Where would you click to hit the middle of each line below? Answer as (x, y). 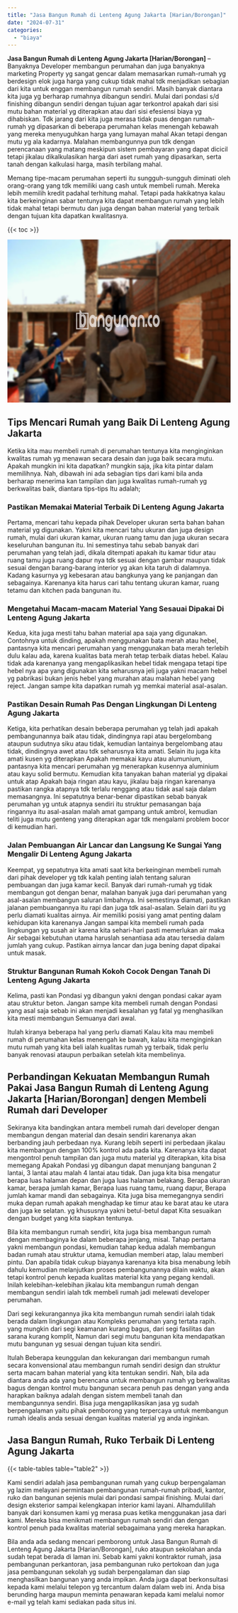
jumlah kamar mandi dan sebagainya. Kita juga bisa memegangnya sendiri (115, 1195)
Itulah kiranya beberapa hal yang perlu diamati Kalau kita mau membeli (110, 1032)
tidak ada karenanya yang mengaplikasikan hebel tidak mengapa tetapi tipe (117, 663)
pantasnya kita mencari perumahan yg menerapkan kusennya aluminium (113, 766)
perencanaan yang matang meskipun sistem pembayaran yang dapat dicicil (118, 149)
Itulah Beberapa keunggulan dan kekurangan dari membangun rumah (109, 1357)
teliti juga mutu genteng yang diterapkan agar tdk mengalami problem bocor (118, 819)
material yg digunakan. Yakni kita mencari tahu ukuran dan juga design (110, 530)
